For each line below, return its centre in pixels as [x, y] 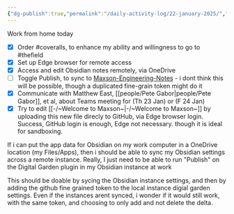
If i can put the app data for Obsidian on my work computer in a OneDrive [112, 145]
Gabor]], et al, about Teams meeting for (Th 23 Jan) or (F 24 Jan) [111, 101]
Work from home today [40, 33]
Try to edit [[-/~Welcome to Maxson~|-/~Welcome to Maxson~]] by [114, 108]
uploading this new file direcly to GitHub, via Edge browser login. [110, 116]
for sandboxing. [40, 131]
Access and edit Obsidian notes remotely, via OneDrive [96, 70]
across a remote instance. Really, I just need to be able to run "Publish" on [114, 160]
